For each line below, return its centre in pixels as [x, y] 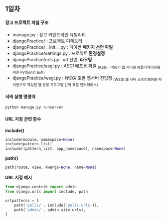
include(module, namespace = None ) [40, 139]
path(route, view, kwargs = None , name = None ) [51, 167]
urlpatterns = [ [22, 201]
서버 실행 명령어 [20, 97]
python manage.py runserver [34, 108]
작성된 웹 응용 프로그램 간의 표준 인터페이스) [62, 85]
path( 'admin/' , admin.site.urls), [50, 210]
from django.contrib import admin [41, 187]
